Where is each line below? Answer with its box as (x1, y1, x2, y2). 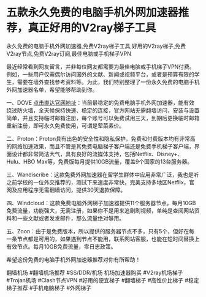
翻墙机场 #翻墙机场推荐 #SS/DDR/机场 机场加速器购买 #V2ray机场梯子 (6, 269, 183, 276)
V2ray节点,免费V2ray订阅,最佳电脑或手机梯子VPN (6, 50, 132, 57)
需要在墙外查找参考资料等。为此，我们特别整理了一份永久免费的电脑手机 (17, 78, 200, 86)
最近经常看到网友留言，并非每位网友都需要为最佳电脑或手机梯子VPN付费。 (6, 62, 195, 70)
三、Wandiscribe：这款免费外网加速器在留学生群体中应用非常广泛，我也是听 (6, 171, 199, 178)
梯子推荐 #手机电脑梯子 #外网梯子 (6, 284, 92, 291)
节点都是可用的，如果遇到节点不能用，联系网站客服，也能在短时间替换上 (17, 235, 200, 242)
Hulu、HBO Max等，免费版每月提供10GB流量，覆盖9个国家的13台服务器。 (6, 157, 193, 165)
